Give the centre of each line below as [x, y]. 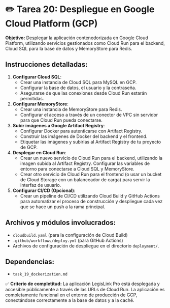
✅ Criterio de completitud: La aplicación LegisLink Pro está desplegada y [82, 284]
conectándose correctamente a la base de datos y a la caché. [70, 300]
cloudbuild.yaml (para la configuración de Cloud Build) [70, 235]
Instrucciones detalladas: [46, 64]
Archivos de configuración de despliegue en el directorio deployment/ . [86, 246]
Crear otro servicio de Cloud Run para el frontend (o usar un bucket [91, 174]
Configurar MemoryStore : [40, 104]
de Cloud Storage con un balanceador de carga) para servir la [85, 179]
